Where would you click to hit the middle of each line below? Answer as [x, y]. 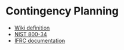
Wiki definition [32, 28]
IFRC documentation [40, 40]
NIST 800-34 [31, 34]
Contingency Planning [62, 11]
